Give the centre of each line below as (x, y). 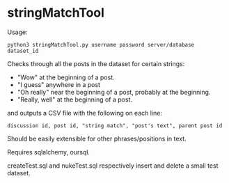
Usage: (17, 32)
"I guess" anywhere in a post (59, 84)
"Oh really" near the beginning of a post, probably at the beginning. (114, 92)
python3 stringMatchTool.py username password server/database (101, 45)
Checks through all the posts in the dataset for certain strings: (96, 63)
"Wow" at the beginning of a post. (66, 77)
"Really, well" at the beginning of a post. (75, 100)
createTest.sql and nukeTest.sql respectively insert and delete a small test (113, 166)
